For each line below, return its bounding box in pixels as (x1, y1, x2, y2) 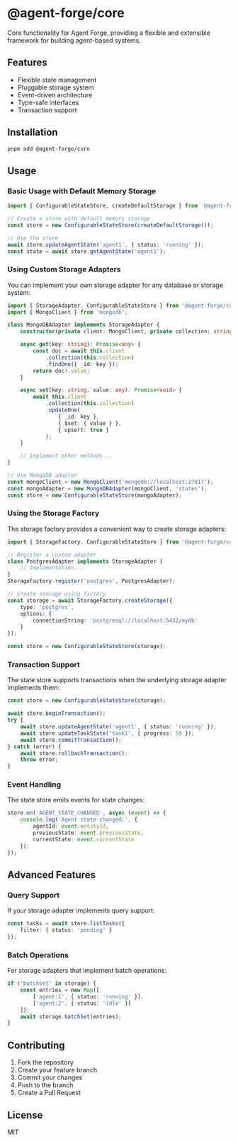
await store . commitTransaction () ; (20, 736, 122, 743)
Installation (7, 126, 58, 139)
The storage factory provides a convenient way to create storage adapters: (7, 524, 227, 533)
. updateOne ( (45, 406, 81, 414)
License (7, 1109, 43, 1121)
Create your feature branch (17, 1066, 98, 1074)
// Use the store (7, 235, 59, 242)
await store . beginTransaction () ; (7, 710, 106, 717)
